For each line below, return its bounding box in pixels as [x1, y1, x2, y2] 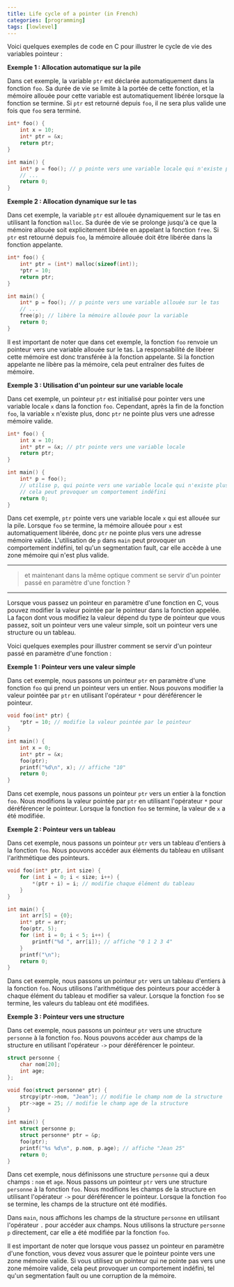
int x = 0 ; [19, 744, 52, 751]
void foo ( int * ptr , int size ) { [7, 867, 101, 874]
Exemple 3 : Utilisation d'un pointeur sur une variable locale [7, 381, 183, 389]
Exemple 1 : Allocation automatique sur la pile [7, 64, 141, 72]
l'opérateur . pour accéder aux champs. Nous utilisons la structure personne [7, 1221, 226, 1230]
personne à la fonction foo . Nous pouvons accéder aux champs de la [7, 1033, 203, 1042]
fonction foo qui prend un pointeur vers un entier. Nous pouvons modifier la [7, 684, 224, 692]
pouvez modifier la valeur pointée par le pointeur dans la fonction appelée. [7, 606, 221, 615]
